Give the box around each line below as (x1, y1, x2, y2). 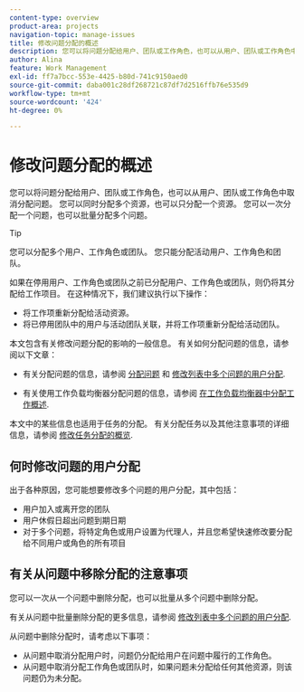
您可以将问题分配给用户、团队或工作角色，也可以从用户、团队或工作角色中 (9, 187, 287, 198)
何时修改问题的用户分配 (9, 459, 140, 474)
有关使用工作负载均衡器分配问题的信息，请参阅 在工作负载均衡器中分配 (22, 388, 287, 399)
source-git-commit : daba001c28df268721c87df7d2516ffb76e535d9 (9, 81, 249, 90)
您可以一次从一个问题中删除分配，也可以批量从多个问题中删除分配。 (9, 592, 263, 602)
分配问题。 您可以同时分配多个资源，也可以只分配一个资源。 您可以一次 (16, 198, 283, 209)
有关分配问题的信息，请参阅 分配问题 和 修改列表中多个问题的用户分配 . (22, 368, 286, 380)
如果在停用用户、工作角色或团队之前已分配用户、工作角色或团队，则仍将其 (9, 277, 287, 288)
